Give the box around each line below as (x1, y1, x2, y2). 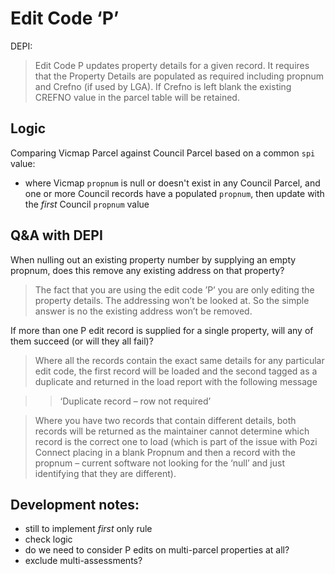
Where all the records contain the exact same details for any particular (34, 354, 325, 366)
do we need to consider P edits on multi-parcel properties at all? (24, 544, 290, 556)
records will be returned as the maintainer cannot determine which (34, 425, 310, 437)
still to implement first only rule (24, 523, 153, 535)
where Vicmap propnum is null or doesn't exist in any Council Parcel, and (24, 177, 321, 189)
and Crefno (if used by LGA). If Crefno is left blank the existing (34, 80, 292, 92)
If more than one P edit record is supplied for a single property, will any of (10, 324, 314, 336)
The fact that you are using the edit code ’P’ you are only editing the (34, 283, 315, 296)
